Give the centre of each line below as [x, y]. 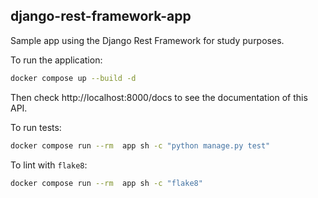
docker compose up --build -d [73, 78]
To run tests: [36, 127]
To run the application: [56, 60]
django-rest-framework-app [101, 16]
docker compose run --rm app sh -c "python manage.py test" [140, 145]
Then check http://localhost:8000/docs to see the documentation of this [159, 97]
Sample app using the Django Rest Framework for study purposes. [147, 40]
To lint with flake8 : [49, 165]
